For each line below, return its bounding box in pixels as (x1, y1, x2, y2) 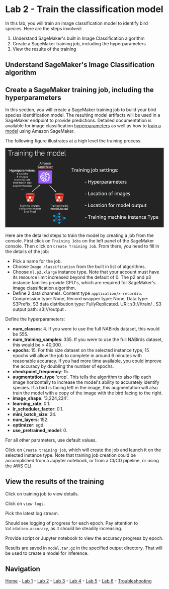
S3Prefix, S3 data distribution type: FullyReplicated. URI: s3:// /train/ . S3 (12, 301, 162, 307)
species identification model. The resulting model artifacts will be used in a (5, 112, 160, 118)
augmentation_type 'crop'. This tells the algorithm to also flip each (12, 374, 151, 380)
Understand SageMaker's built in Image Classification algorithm (12, 35, 145, 41)
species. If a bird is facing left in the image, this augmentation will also (12, 384, 158, 390)
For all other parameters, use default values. (5, 437, 97, 443)
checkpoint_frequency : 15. (12, 368, 69, 374)
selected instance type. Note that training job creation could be (5, 452, 136, 458)
